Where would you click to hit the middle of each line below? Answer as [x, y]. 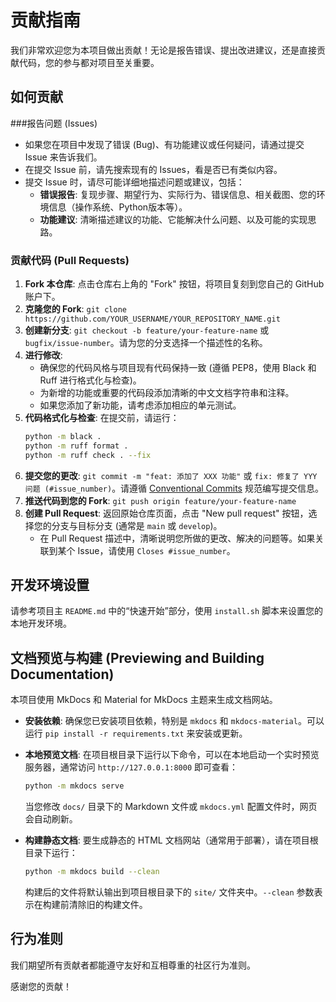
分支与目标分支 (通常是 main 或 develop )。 [137, 525]
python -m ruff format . [76, 446]
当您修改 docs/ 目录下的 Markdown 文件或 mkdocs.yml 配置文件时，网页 [171, 807]
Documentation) [62, 674]
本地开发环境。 [41, 623]
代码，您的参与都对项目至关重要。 [89, 62]
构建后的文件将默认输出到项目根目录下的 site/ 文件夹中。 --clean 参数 [169, 892]
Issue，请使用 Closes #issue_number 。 [156, 550]
